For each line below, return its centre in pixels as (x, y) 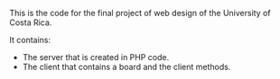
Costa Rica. (31, 22)
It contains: (30, 40)
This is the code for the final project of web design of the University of (140, 13)
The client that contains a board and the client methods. (126, 67)
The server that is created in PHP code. (96, 57)
